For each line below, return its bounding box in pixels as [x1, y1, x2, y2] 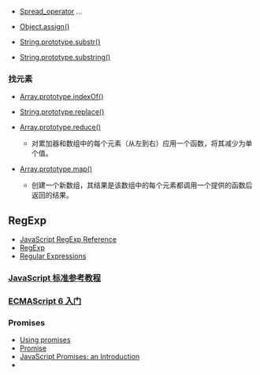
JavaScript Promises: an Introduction [19, 352, 140, 362]
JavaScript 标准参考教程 [8, 273, 101, 284]
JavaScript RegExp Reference [19, 235, 117, 244]
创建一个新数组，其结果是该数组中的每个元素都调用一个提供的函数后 [31, 180, 253, 190]
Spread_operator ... [19, 7, 83, 16]
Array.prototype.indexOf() [19, 92, 104, 102]
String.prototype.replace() [19, 107, 105, 117]
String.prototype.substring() [19, 53, 111, 61]
